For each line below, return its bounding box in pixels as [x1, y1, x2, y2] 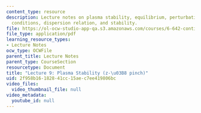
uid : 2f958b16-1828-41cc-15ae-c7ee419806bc [6, 75, 117, 81]
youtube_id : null [11, 97, 55, 103]
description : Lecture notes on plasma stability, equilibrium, [6, 14, 167, 20]
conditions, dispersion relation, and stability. [11, 20, 138, 26]
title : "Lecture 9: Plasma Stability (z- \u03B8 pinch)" [6, 70, 148, 76]
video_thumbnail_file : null [11, 87, 82, 93]
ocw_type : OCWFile [6, 48, 52, 54]
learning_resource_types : [6, 36, 71, 42]
